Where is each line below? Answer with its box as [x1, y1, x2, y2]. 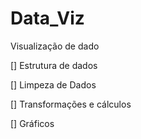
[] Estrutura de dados [10, 59, 98, 71]
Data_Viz [10, 7, 85, 30]
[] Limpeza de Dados [10, 78, 97, 91]
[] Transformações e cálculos [10, 98, 132, 110]
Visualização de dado [10, 40, 100, 52]
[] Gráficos [10, 117, 55, 129]
